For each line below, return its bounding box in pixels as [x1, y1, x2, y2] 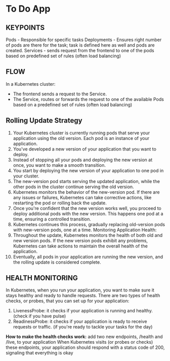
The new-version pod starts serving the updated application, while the [13, 178, 160, 184]
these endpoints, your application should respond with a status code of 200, [6, 344, 165, 350]
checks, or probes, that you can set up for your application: [6, 298, 130, 304]
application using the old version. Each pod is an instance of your [13, 135, 150, 141]
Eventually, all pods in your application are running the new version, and [13, 254, 163, 260]
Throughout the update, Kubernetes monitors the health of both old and [13, 232, 163, 238]
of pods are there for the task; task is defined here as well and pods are [6, 42, 155, 48]
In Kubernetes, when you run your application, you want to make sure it [6, 287, 155, 293]
